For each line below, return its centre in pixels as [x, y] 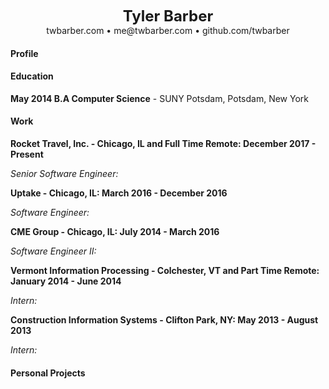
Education [32, 76]
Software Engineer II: [53, 251]
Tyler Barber [168, 16]
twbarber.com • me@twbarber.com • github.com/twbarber [168, 30]
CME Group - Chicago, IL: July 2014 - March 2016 [115, 231]
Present [27, 154]
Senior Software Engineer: [64, 173]
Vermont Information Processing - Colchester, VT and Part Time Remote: [165, 270]
